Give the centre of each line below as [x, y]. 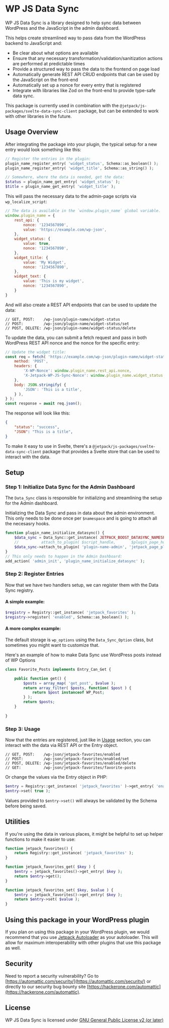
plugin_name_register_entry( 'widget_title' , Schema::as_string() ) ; [80, 168]
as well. [13, 948]
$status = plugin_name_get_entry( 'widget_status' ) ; [63, 182]
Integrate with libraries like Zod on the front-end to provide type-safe [84, 90]
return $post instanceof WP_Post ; [68, 693]
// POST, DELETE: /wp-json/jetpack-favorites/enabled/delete [71, 763]
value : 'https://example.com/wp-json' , [65, 230]
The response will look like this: [38, 413]
